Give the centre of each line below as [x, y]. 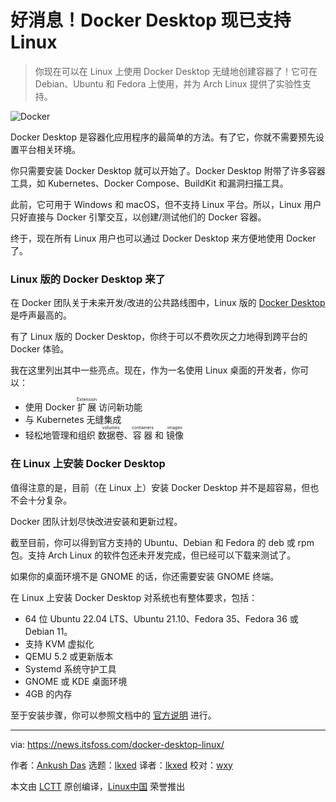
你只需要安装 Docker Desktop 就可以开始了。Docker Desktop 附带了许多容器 [168, 170]
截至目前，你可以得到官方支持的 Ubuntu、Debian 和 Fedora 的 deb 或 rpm [162, 542]
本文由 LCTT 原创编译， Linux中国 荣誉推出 [98, 786]
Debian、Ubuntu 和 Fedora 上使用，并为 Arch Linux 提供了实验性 [168, 83]
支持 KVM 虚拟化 [59, 643]
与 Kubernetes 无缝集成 [73, 420]
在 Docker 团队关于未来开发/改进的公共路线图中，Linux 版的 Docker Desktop [168, 303]
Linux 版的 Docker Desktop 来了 [88, 279]
